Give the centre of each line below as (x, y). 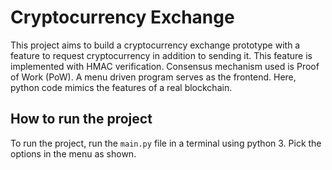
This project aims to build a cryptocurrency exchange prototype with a (155, 45)
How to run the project (81, 119)
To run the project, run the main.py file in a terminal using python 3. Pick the (166, 143)
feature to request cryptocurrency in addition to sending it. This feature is (161, 55)
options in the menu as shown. (73, 153)
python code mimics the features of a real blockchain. (121, 87)
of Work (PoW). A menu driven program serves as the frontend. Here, (153, 77)
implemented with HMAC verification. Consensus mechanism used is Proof (165, 66)
